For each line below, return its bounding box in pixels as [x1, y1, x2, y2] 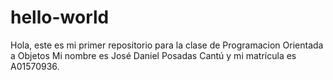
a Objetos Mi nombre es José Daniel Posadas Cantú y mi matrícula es [10, 49, 297, 61]
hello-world [10, 6, 110, 29]
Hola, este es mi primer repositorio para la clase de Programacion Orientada [10, 39, 324, 51]
